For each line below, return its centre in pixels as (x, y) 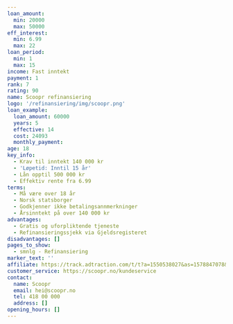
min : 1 (23, 59)
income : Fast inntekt (38, 71)
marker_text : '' (31, 258)
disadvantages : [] (34, 239)
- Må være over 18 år (45, 194)
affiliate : (23, 264)
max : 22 (25, 46)
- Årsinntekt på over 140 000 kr (62, 213)
